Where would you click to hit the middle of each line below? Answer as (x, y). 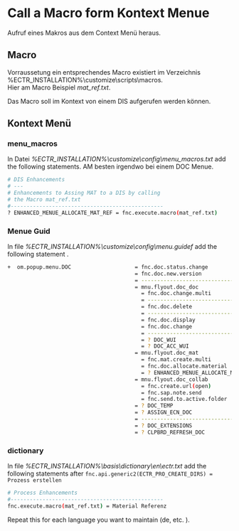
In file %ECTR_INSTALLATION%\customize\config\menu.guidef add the (112, 246)
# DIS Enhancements (36, 180)
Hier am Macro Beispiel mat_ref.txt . (59, 87)
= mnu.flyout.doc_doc (167, 287)
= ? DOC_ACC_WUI (165, 346)
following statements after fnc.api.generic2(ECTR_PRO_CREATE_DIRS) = (110, 473)
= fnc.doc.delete (167, 307)
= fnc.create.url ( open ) (176, 386)
